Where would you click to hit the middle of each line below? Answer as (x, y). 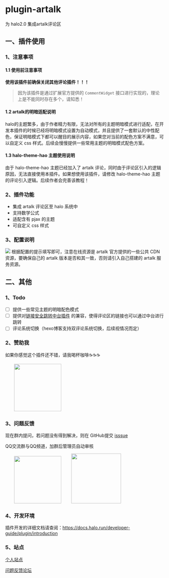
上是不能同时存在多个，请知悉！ (51, 99)
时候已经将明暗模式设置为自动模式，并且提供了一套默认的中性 (91, 130)
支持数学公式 (26, 213)
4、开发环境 (20, 515)
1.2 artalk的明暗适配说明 (31, 112)
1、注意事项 (19, 57)
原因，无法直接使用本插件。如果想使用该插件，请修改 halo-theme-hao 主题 (83, 174)
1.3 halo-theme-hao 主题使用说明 (40, 156)
